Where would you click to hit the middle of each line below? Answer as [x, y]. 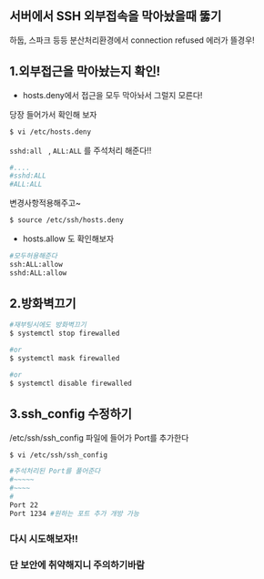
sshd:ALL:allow [38, 273]
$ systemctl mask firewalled [65, 359]
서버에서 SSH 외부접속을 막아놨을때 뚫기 [116, 16]
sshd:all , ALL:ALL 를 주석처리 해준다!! [81, 150]
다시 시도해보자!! [44, 538]
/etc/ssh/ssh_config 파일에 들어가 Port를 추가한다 [99, 437]
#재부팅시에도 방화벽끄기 [48, 325]
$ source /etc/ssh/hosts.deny [67, 220]
